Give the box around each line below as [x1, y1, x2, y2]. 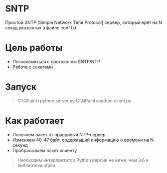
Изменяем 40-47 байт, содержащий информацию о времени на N [12, 137, 154, 143]
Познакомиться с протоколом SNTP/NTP [12, 58, 101, 65]
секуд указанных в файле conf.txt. [5, 24, 78, 30]
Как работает [5, 115, 64, 126]
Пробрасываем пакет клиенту [12, 147, 77, 153]
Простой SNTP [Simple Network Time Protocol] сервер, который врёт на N [5, 19, 163, 25]
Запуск [5, 82, 37, 92]
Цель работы [5, 42, 63, 54]
